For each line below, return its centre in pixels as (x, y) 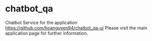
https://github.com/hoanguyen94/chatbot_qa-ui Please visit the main (76, 27)
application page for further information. (47, 33)
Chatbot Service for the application (41, 22)
